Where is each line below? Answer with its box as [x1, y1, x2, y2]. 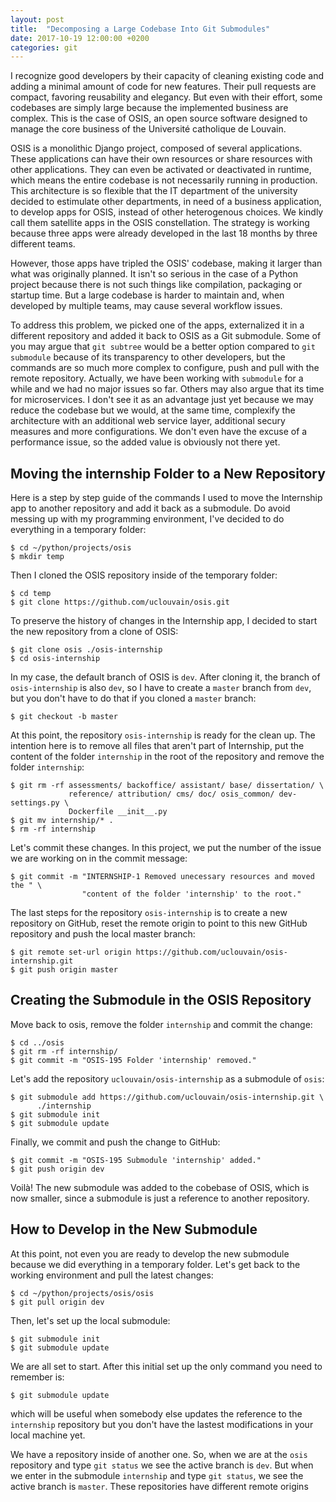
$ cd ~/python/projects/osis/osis [10, 1288, 155, 1298]
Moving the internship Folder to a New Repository [10, 465, 326, 482]
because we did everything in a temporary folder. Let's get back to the [10, 1258, 301, 1270]
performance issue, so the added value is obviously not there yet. [10, 436, 281, 448]
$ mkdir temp [10, 552, 65, 562]
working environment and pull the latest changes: [10, 1269, 214, 1281]
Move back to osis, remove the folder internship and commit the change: [10, 1018, 313, 1030]
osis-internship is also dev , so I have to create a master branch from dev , [10, 682, 312, 694]
